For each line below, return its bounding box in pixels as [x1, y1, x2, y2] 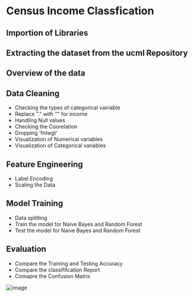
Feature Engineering [6, 159, 83, 169]
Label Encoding [14, 175, 53, 182]
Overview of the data [6, 68, 86, 78]
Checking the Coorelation [14, 123, 78, 130]
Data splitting [14, 214, 47, 221]
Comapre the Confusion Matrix [14, 272, 91, 280]
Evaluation [6, 244, 46, 254]
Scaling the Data [14, 181, 55, 188]
